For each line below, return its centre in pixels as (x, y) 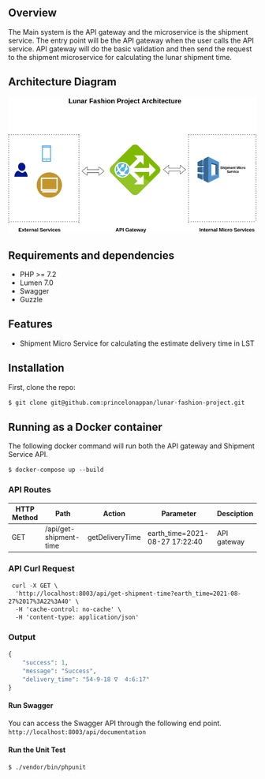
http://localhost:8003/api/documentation (77, 732)
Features (30, 324)
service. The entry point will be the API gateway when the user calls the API (131, 40)
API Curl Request (41, 568)
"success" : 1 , (45, 663)
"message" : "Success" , (60, 671)
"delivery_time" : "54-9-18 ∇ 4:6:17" (86, 680)
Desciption (235, 513)
